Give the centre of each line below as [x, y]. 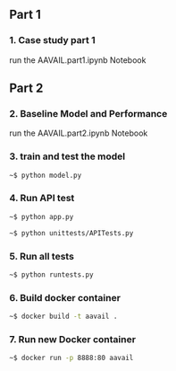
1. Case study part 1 [52, 40]
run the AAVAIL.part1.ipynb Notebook [78, 60]
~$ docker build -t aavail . [63, 317]
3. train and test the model [67, 156]
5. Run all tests [42, 256]
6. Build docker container [65, 297]
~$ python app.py [42, 216]
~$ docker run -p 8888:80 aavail [71, 358]
